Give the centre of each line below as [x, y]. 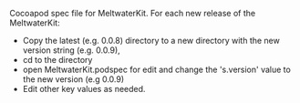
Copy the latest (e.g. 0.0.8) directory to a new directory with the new [151, 41]
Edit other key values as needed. [84, 89]
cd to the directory [57, 60]
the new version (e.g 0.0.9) [73, 79]
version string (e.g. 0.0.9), [71, 50]
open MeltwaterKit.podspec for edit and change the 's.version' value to [157, 69]
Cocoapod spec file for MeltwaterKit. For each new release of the [133, 13]
